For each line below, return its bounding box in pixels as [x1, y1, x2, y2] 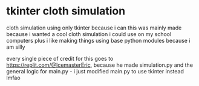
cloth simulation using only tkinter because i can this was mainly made [6, 24, 182, 31]
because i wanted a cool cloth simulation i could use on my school [6, 30, 172, 37]
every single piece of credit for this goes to [6, 55, 114, 62]
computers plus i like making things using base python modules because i [6, 37, 191, 44]
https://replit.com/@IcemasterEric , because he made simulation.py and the [6, 61, 194, 69]
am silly [6, 43, 25, 51]
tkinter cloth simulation [6, 4, 126, 18]
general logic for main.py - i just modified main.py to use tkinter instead [6, 67, 184, 75]
